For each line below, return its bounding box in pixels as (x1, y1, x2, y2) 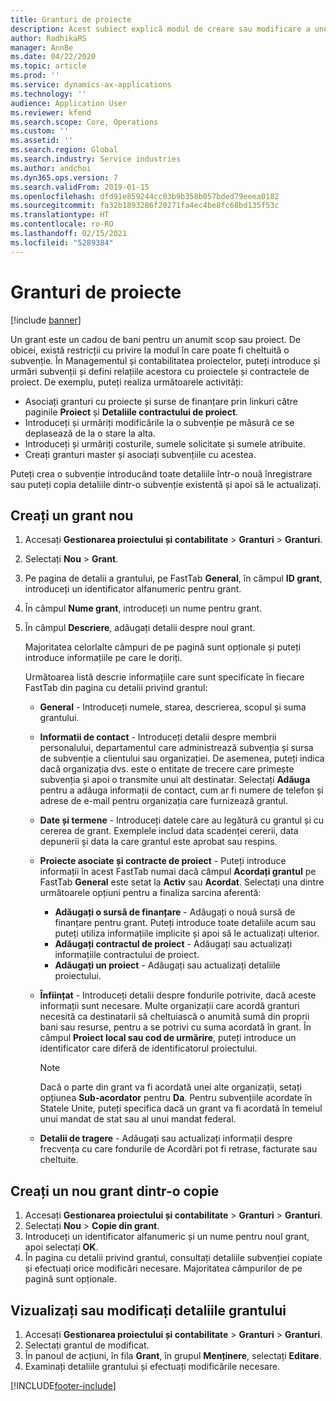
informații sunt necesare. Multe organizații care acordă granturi (39, 1000, 300, 1012)
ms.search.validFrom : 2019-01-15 (10, 182, 150, 192)
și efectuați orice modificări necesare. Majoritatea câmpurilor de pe (24, 1262, 303, 1275)
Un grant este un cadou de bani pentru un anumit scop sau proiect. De (10, 333, 302, 345)
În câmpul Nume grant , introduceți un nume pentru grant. (24, 602, 263, 615)
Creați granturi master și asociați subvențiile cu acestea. (24, 448, 257, 460)
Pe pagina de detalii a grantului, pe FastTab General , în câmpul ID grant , (24, 572, 323, 585)
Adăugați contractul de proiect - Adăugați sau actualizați (54, 938, 293, 950)
